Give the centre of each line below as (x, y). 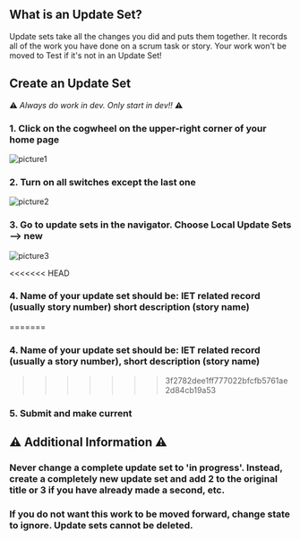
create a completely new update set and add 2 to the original (143, 479)
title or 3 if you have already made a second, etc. (117, 490)
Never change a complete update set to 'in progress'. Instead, (146, 467)
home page (34, 140)
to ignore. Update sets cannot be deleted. (102, 526)
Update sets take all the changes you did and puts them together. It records (149, 36)
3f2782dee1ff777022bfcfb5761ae (227, 381)
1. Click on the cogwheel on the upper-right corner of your (138, 128)
